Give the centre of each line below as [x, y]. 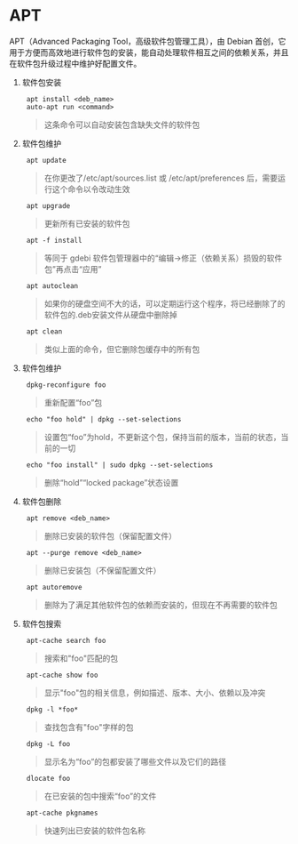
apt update [46, 160]
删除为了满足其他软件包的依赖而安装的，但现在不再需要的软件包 [161, 605]
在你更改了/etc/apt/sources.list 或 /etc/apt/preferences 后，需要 [161, 178]
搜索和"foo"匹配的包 [81, 658]
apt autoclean [52, 285]
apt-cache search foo [66, 640]
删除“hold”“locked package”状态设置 [111, 482]
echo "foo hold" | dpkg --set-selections [104, 419]
